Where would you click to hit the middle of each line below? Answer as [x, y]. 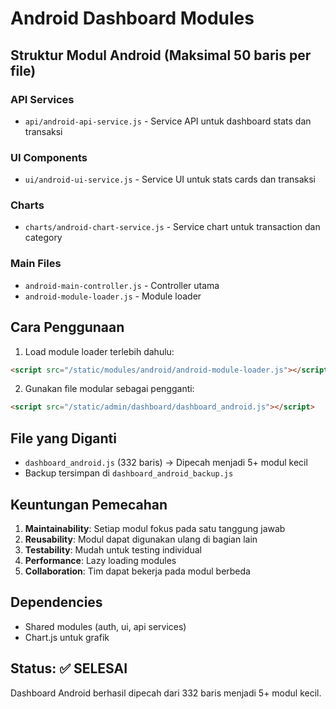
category [43, 238]
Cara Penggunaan [67, 327]
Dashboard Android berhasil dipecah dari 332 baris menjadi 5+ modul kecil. [166, 693]
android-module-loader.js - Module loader [113, 296]
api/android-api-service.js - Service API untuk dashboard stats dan [168, 121]
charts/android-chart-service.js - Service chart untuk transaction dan [172, 227]
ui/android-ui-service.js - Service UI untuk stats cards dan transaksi [170, 179]
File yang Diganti [63, 438]
